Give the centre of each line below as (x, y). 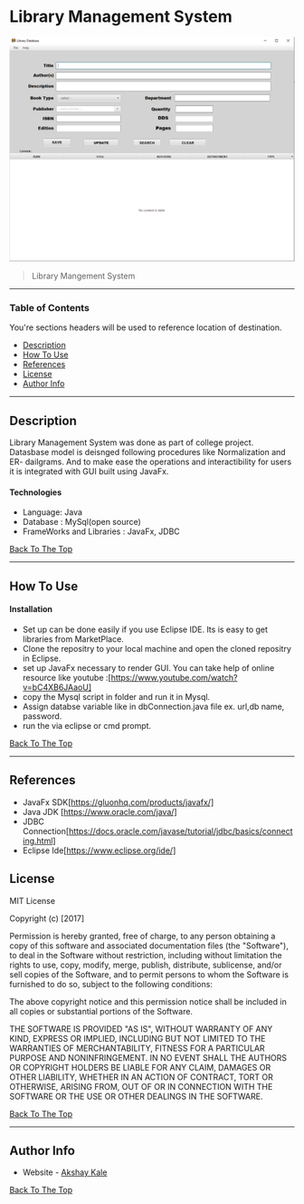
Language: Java (52, 512)
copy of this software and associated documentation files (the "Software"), (149, 946)
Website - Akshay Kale (65, 1172)
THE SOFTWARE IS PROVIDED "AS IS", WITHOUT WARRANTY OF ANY (141, 1029)
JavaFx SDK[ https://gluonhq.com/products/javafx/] (118, 802)
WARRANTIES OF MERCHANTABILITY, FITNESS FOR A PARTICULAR (137, 1048)
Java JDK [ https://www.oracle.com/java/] (100, 811)
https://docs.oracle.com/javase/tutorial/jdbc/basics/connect (180, 830)
